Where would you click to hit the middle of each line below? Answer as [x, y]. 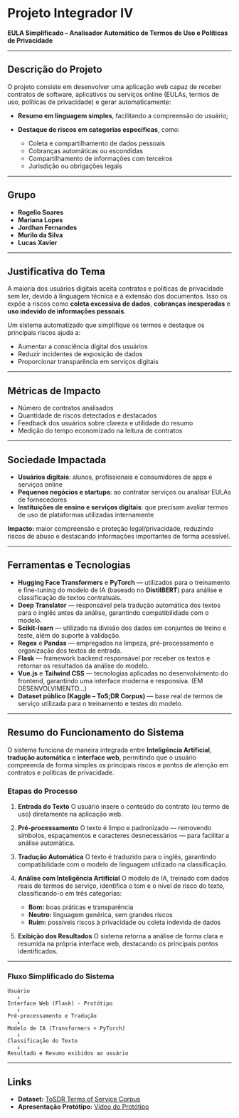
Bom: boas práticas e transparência [81, 907]
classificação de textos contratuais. [70, 597]
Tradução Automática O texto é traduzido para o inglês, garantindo [117, 856]
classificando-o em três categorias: [70, 893]
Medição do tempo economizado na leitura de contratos [100, 431]
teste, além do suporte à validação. [69, 635]
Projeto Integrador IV [70, 13]
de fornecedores [42, 500]
